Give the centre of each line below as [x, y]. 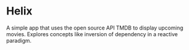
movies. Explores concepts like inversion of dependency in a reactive [92, 34]
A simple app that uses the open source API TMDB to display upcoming [95, 28]
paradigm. [19, 40]
